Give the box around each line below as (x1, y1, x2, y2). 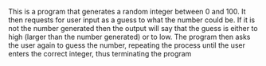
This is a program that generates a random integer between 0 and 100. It (8, 7, 246, 16)
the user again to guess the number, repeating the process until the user (8, 41, 245, 50)
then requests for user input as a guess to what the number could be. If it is (8, 15, 256, 25)
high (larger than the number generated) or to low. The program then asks (8, 32, 251, 41)
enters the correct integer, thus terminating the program (8, 49, 192, 58)
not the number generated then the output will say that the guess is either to (8, 24, 258, 33)
